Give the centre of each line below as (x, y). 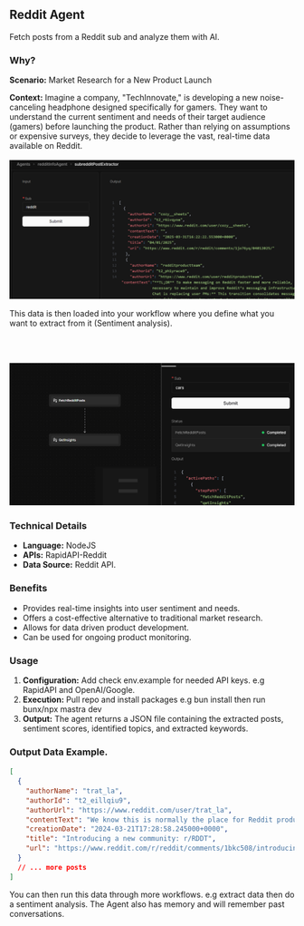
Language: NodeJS (59, 546)
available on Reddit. (46, 146)
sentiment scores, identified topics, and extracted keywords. (135, 728)
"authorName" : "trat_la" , (75, 791)
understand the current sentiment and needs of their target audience (138, 117)
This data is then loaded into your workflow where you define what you (142, 314)
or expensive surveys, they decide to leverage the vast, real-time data (140, 136)
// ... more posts (52, 867)
